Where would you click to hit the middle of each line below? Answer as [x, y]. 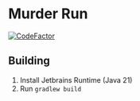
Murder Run [48, 14]
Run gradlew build [51, 88]
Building [29, 61]
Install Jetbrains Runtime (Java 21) [76, 80]
